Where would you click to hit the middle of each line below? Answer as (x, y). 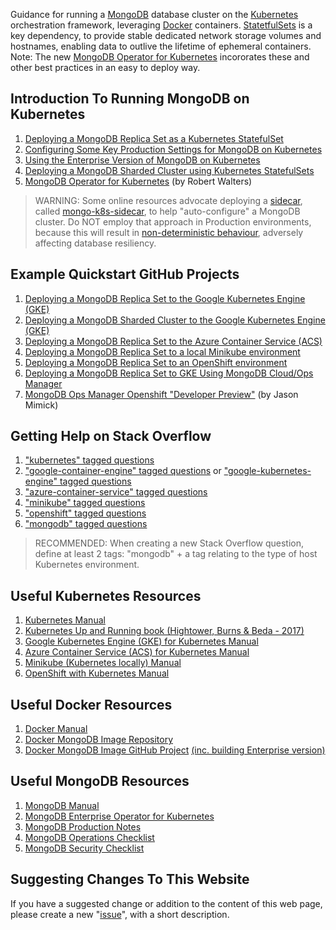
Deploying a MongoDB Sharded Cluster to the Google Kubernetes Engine (175, 320)
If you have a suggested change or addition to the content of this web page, (166, 903)
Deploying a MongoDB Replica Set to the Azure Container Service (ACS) (173, 341)
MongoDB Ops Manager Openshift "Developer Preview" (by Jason (161, 394)
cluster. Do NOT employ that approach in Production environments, (173, 221)
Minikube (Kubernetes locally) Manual (103, 663)
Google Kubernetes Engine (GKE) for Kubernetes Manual (141, 641)
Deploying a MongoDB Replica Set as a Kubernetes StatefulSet (154, 138)
